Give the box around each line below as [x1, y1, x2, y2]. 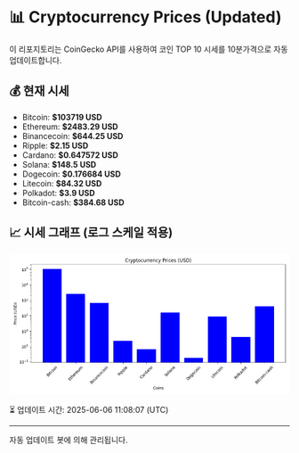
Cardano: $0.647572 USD [21, 149, 118, 161]
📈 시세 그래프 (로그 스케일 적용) [9, 225, 174, 241]
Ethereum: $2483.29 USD [21, 121, 118, 132]
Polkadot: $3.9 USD [21, 187, 95, 198]
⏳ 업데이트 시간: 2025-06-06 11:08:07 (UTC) [9, 404, 169, 415]
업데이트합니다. [9, 54, 62, 65]
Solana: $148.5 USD [21, 159, 97, 169]
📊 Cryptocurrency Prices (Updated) [9, 7, 282, 28]
